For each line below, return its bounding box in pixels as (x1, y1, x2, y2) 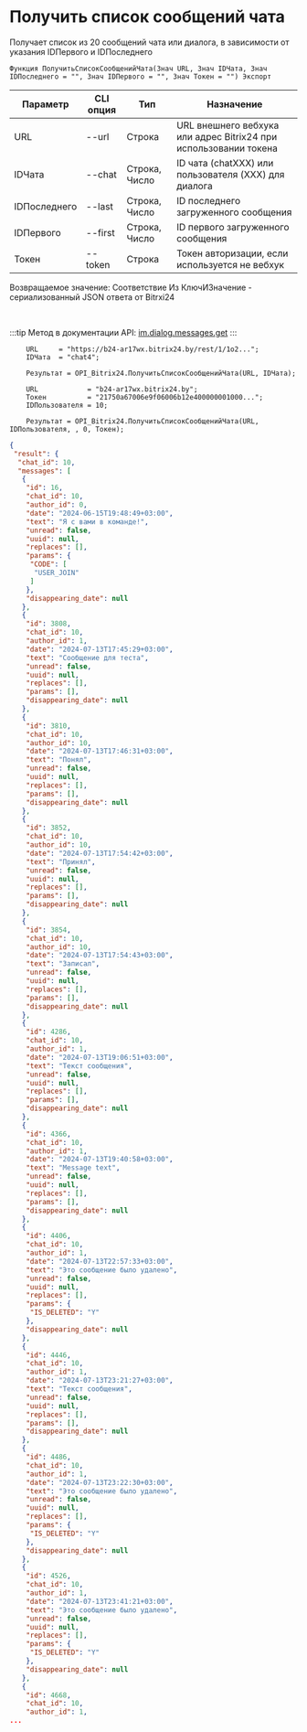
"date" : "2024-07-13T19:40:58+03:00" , (26, 1155, 174, 1164)
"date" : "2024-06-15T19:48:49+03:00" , (26, 508, 174, 518)
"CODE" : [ (29, 560, 68, 569)
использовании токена (176, 142, 279, 155)
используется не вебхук (176, 258, 285, 271)
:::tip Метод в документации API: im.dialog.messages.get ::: (9, 326, 238, 337)
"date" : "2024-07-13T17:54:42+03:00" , (26, 849, 174, 858)
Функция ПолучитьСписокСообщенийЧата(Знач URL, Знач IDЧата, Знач (9, 64, 268, 73)
